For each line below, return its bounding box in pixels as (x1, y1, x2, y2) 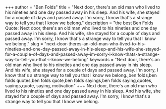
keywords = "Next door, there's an (90, 57, 160, 62)
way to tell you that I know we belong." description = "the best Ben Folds (5, 20, 154, 26)
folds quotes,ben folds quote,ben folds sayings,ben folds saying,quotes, (5, 77, 153, 83)
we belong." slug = (5, 41, 44, 46)
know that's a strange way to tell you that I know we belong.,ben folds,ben (5, 73, 157, 78)
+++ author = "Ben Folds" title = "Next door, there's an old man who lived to (5, 4, 161, 10)
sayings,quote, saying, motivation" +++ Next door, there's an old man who (5, 83, 157, 88)
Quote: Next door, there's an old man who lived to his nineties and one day (5, 25, 158, 31)
